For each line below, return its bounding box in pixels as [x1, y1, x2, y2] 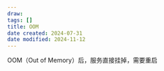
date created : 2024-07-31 [7, 29, 82, 37]
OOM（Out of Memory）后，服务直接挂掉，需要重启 [7, 56, 158, 65]
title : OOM [7, 23, 39, 30]
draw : [7, 10, 23, 17]
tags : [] [7, 17, 33, 24]
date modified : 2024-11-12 [7, 36, 86, 43]
